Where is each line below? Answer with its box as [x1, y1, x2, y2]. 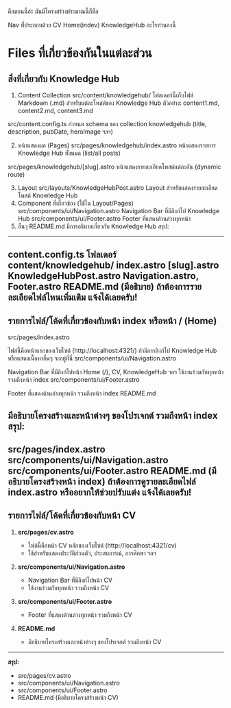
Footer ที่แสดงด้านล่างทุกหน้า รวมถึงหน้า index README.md [8, 389, 156, 398]
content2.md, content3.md [17, 107, 93, 114]
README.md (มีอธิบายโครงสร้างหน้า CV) [17, 693, 119, 701]
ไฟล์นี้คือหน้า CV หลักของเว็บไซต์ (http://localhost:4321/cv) [27, 541, 177, 549]
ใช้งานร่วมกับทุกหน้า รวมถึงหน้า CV [27, 583, 109, 591]
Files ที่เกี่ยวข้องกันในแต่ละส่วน [8, 45, 153, 61]
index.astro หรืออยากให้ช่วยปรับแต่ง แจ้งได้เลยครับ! [8, 486, 192, 498]
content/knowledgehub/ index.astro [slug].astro [8, 260, 219, 271]
